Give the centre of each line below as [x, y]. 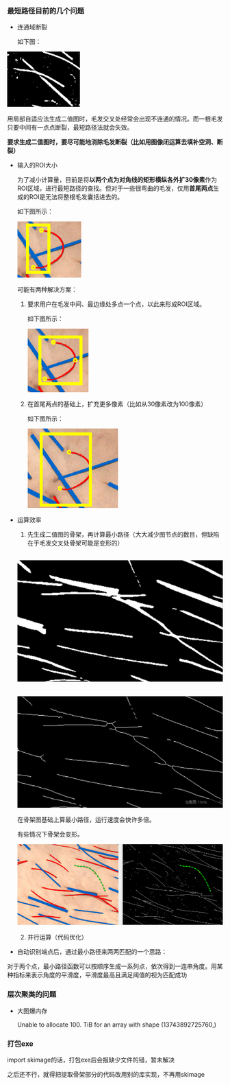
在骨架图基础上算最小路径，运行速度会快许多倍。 [86, 820]
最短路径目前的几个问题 [46, 10]
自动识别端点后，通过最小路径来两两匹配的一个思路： [92, 952]
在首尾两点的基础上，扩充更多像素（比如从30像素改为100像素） [117, 404]
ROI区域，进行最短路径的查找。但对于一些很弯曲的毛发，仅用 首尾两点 [115, 188]
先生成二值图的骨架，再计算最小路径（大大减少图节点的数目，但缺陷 [123, 535]
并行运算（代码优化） [57, 937]
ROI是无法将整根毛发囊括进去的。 [76, 197]
